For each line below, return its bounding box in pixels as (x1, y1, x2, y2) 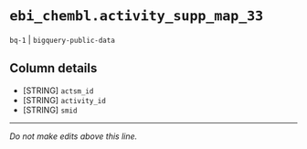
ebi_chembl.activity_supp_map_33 (9, 7, 264, 25)
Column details (9, 60, 98, 76)
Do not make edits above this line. (9, 131, 138, 142)
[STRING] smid (22, 104, 78, 115)
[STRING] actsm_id (22, 85, 94, 96)
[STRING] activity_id (22, 94, 107, 105)
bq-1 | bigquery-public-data (9, 34, 116, 45)
